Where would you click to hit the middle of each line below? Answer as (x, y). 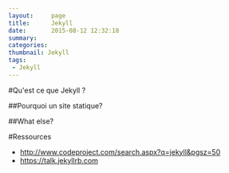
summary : (23, 38)
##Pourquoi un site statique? (55, 105)
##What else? (31, 121)
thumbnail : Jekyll (39, 53)
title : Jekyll (41, 23)
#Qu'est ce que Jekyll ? (47, 90)
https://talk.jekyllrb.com (59, 160)
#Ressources (30, 136)
